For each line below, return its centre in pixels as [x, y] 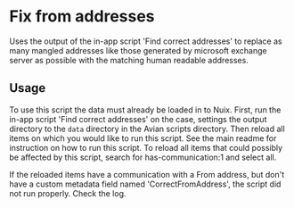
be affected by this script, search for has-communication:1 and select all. [143, 157]
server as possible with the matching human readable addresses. [129, 60]
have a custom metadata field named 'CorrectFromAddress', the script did [145, 184]
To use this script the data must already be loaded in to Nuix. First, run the [145, 110]
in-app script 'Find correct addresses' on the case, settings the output [138, 119]
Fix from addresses [82, 17]
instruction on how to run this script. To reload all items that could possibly [146, 147]
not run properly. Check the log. [68, 193]
